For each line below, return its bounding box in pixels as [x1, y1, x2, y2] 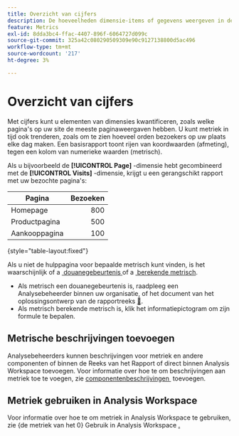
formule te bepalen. [17, 312, 76, 320]
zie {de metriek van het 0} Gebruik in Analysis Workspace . [7, 421, 181, 430]
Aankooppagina [11, 228, 64, 238]
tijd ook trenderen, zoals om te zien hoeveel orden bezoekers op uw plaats [7, 132, 226, 141]
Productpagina [11, 216, 60, 226]
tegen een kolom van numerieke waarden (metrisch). [7, 147, 162, 156]
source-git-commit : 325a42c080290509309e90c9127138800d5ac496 [7, 37, 196, 44]
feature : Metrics [7, 23, 59, 31]
